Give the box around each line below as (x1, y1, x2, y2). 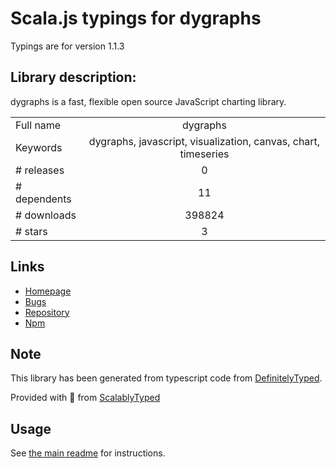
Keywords (15, 140, 63, 154)
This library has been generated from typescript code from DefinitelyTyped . (10, 372, 323, 384)
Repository (24, 306, 70, 318)
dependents (15, 192, 72, 206)
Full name (15, 118, 62, 132)
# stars (15, 224, 48, 238)
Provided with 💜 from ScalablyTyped (10, 392, 161, 404)
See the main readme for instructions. (10, 447, 166, 459)
